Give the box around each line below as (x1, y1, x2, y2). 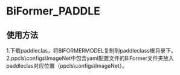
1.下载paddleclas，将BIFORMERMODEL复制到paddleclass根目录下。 (6, 47, 176, 54)
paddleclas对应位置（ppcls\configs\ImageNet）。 (6, 62, 128, 69)
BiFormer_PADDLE (6, 4, 101, 18)
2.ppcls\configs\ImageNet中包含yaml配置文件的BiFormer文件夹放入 (6, 54, 174, 62)
